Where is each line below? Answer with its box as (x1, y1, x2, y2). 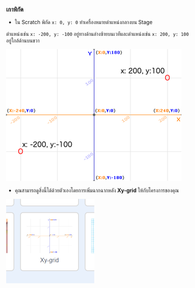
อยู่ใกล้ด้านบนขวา (6, 37, 40, 44)
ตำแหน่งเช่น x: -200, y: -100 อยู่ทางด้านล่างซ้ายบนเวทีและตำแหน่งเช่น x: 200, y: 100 (6, 31, 189, 38)
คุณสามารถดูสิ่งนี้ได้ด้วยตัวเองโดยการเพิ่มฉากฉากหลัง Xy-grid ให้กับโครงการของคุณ (14, 187, 179, 194)
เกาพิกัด (6, 5, 23, 14)
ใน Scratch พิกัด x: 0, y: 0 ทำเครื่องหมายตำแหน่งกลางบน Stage (14, 19, 153, 26)
